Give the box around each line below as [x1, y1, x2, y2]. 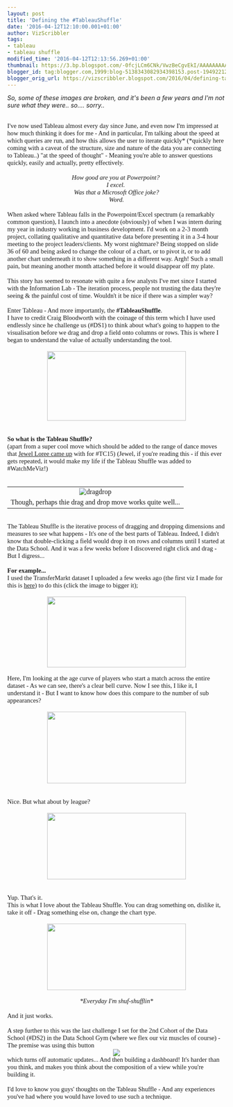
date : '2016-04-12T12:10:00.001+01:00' [7, 23, 123, 30]
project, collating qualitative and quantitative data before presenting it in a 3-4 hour [7, 233, 219, 240]
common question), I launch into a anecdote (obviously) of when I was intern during [7, 218, 222, 226]
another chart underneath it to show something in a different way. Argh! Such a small [7, 255, 223, 263]
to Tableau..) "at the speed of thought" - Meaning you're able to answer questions [7, 151, 213, 160]
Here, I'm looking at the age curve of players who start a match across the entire [7, 675, 210, 682]
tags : [7, 36, 23, 43]
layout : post [7, 10, 45, 17]
